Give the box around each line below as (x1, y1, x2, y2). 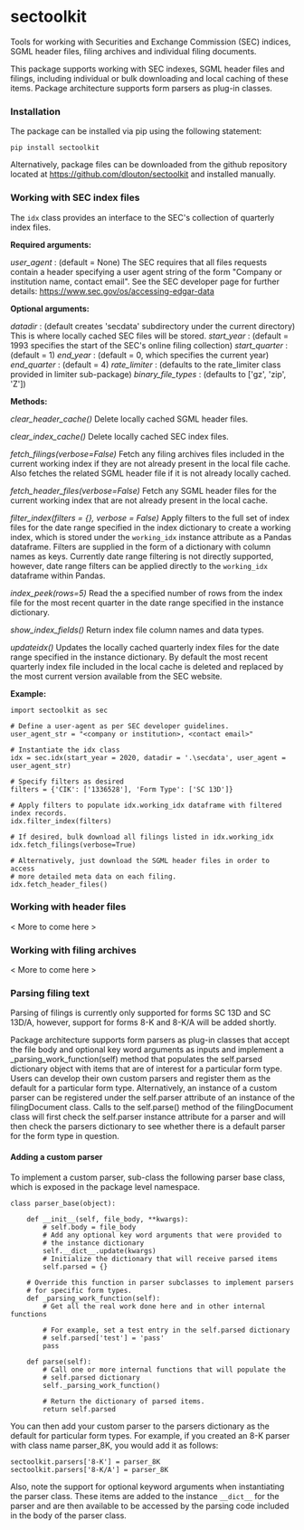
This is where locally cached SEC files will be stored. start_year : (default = (10, 330, 289, 341)
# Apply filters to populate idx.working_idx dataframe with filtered (10, 801, 282, 810)
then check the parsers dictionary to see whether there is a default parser (10, 1121, 286, 1132)
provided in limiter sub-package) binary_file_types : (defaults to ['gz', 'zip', (10, 368, 287, 379)
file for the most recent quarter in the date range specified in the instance (10, 597, 284, 608)
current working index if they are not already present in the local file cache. (10, 458, 290, 469)
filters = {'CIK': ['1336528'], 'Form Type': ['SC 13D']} (10, 784, 233, 794)
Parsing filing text (10, 987, 90, 1000)
